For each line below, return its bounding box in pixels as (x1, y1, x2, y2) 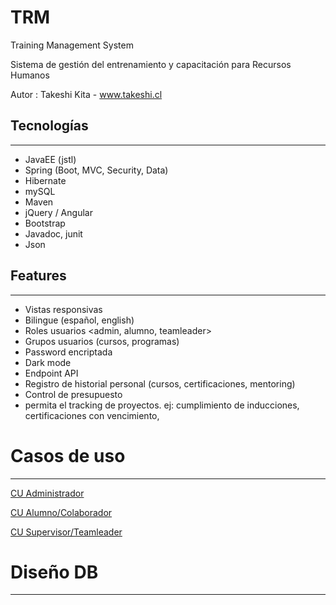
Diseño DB (10, 561, 99, 583)
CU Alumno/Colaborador (10, 506, 113, 518)
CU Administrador (10, 487, 85, 499)
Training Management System (10, 39, 134, 51)
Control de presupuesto (24, 388, 123, 400)
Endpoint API (24, 367, 79, 379)
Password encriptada (24, 346, 113, 358)
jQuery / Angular (24, 206, 93, 218)
